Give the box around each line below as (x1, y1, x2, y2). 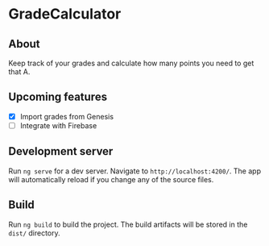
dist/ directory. (8, 227, 60, 238)
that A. (8, 67, 31, 77)
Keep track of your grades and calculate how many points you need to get (8, 58, 255, 68)
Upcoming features (8, 90, 107, 104)
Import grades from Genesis (19, 111, 114, 121)
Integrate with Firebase (19, 120, 97, 130)
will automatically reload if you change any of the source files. (8, 174, 214, 184)
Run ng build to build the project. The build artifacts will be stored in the (8, 219, 248, 229)
